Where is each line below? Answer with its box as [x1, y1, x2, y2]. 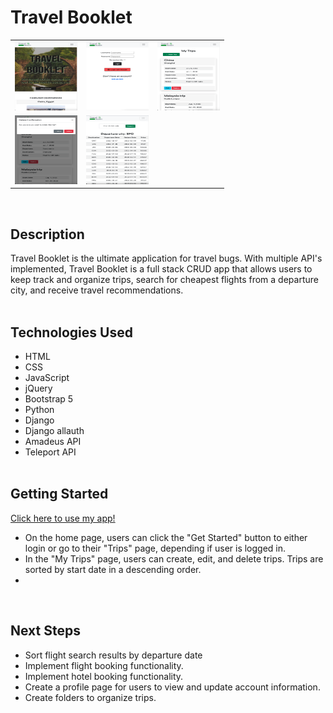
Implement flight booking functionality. [24, 659, 184, 671]
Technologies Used [10, 324, 133, 341]
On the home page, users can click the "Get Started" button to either [24, 531, 308, 543]
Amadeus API [24, 436, 82, 448]
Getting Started [10, 486, 109, 503]
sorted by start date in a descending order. [24, 563, 202, 575]
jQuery [24, 382, 53, 395]
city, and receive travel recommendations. [10, 284, 184, 296]
